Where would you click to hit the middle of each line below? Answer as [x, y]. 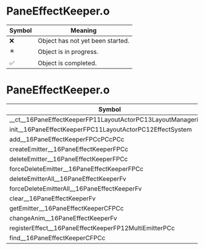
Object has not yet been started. [83, 41]
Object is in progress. [68, 52]
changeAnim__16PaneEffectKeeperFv [63, 218]
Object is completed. [67, 63]
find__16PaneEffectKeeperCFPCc [57, 238]
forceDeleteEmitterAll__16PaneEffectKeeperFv [76, 188]
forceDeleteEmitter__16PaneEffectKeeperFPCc [76, 169]
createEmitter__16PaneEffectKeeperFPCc [69, 149]
